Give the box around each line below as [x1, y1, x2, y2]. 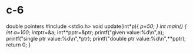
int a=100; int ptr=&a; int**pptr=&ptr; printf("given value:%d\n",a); [6, 28, 164, 35]
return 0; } [6, 41, 31, 48]
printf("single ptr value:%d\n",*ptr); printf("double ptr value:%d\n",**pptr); [6, 35, 187, 42]
